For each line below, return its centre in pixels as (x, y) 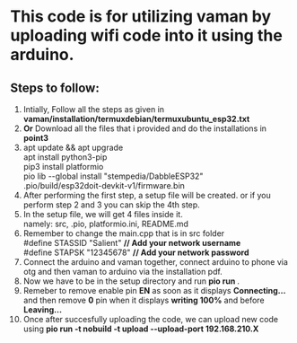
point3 (35, 138)
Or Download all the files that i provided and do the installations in (145, 128)
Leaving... (42, 310)
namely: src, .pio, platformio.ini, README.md (106, 224)
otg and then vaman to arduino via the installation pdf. (122, 272)
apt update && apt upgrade (73, 147)
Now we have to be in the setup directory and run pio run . (131, 281)
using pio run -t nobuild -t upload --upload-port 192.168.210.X (141, 329)
